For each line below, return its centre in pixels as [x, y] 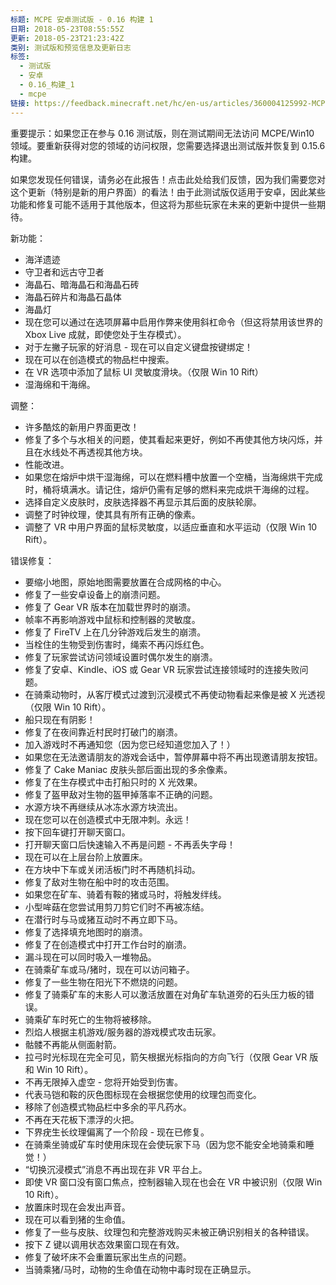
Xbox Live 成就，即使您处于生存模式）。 [105, 334]
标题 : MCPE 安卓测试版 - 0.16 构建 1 [82, 19]
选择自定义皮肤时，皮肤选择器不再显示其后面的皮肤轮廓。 [143, 502]
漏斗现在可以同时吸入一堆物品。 [90, 957]
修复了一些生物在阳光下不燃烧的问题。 [103, 982]
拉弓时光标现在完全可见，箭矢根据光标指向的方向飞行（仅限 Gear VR [166, 1057]
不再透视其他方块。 [108, 452]
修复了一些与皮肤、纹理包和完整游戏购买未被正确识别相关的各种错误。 [169, 1232]
